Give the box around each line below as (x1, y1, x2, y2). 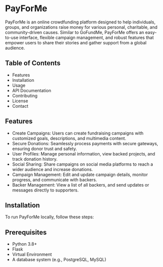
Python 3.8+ (12, 241, 38, 247)
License (12, 98, 28, 104)
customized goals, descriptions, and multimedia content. (12, 135, 126, 141)
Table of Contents (5, 59, 61, 67)
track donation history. (12, 156, 58, 162)
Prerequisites (5, 228, 47, 236)
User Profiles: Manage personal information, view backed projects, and (12, 151, 155, 156)
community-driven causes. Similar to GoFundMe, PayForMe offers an (5, 29, 144, 35)
